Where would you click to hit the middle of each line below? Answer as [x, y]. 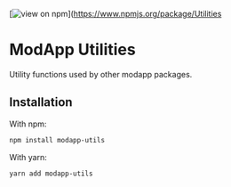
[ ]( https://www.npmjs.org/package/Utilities [115, 14]
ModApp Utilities [72, 50]
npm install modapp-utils [57, 140]
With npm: [28, 124]
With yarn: [28, 157]
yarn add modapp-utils [51, 174]
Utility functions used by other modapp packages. [101, 74]
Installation [41, 102]
